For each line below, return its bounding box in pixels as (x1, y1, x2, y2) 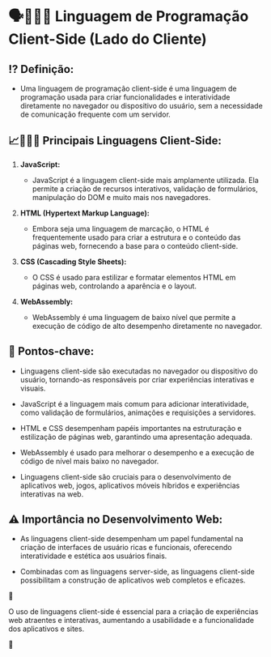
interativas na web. (19, 488, 84, 499)
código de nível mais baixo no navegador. (19, 456, 159, 466)
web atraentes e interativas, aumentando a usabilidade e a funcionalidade (8, 616, 255, 625)
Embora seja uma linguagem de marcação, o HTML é (32, 224, 210, 233)
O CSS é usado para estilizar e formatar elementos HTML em (32, 272, 236, 282)
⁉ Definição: (8, 62, 74, 76)
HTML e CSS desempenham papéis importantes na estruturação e (19, 423, 242, 433)
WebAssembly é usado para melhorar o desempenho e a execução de (19, 447, 255, 457)
